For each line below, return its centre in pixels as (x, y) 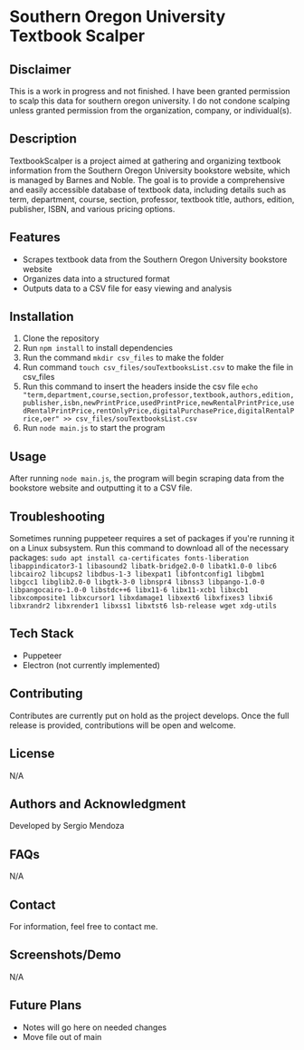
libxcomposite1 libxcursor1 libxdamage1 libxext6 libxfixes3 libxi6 (141, 598)
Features (35, 238)
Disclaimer (40, 69)
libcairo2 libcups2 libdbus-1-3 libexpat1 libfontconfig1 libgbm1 (137, 574)
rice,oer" (41, 419)
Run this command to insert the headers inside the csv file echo (140, 386)
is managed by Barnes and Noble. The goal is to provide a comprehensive (147, 180)
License (32, 754)
